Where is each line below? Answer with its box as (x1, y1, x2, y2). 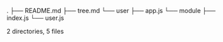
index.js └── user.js (6, 14, 64, 22)
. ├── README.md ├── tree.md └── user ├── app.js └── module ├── (6, 7, 216, 14)
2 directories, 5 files (6, 28, 64, 35)
